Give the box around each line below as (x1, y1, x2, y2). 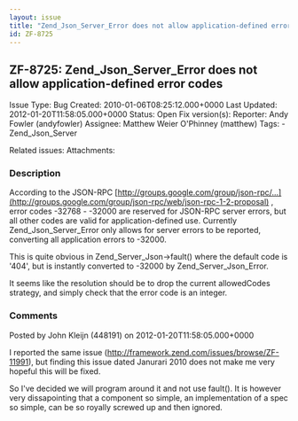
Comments (9, 309, 58, 322)
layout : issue (9, 12, 62, 22)
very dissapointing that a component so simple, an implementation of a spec (9, 392, 288, 403)
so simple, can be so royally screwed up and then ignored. (9, 402, 223, 412)
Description (9, 168, 61, 180)
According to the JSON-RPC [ (9, 187, 118, 198)
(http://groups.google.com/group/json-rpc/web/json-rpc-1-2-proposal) (9, 197, 270, 207)
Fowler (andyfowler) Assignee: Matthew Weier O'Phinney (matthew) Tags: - (9, 119, 286, 129)
